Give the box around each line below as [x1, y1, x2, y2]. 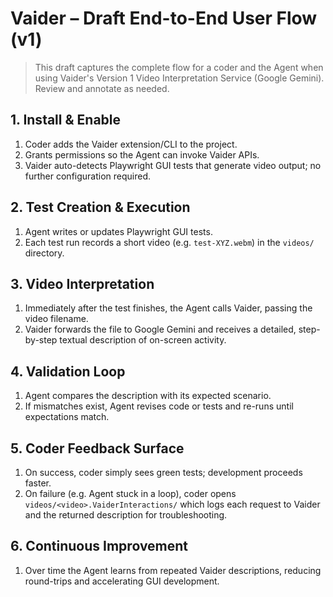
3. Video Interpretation [10, 275, 155, 292]
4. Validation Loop [10, 363, 126, 380]
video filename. [24, 313, 89, 325]
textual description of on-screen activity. [59, 334, 227, 346]
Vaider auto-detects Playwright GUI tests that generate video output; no [24, 159, 322, 171]
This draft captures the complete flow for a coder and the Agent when [34, 61, 324, 73]
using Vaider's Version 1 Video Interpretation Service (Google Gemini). [34, 72, 325, 84]
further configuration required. [24, 170, 152, 182]
